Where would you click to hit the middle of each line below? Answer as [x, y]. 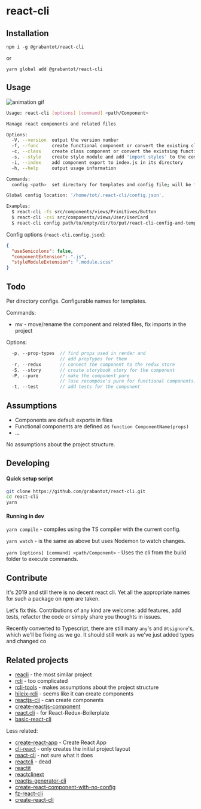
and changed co [26, 641]
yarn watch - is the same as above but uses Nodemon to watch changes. [96, 541]
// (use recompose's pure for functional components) [128, 381]
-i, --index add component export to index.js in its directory [98, 162]
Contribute [27, 578]
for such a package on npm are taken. [53, 599]
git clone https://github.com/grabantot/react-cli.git [76, 491]
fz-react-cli [29, 793]
